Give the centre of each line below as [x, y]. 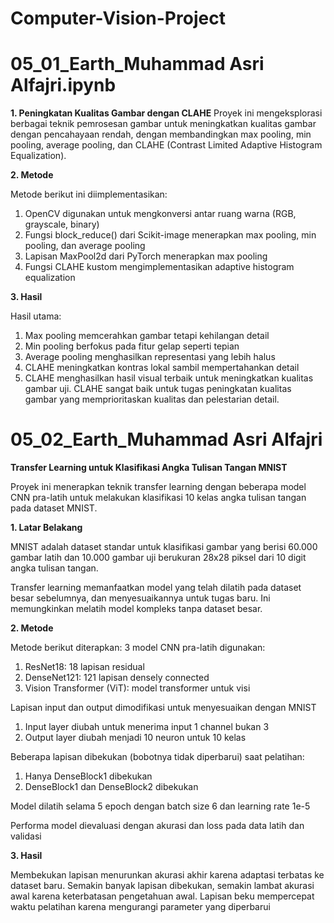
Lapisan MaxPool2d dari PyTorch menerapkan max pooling [146, 256]
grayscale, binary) [62, 224]
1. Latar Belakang [46, 528]
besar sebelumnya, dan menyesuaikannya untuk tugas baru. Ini [140, 598]
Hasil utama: [36, 316]
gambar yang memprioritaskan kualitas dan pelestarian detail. [152, 399]
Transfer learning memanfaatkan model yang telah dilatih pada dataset [156, 588]
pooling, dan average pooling [85, 246]
